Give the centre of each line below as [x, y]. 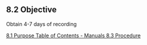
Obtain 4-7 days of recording [41, 24]
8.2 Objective [32, 10]
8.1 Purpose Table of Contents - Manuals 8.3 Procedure [73, 36]
